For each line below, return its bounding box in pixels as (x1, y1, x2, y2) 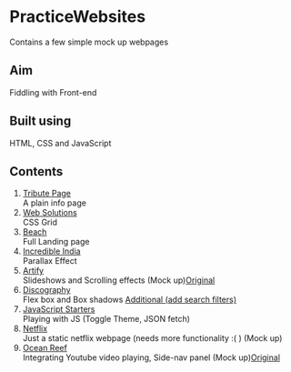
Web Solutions (22, 207, 77, 218)
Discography (22, 285, 71, 296)
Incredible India (22, 246, 81, 256)
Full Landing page (22, 236, 90, 247)
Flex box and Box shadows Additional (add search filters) (22, 294, 237, 306)
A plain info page (22, 197, 86, 208)
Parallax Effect (22, 256, 77, 266)
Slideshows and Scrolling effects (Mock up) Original (22, 275, 216, 286)
